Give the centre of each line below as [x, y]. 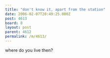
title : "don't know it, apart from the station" [55, 9]
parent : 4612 [18, 32]
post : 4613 [16, 18]
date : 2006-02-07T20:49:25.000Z [38, 14]
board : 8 [14, 23]
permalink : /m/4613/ [26, 37]
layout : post [18, 28]
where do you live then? [29, 50]
